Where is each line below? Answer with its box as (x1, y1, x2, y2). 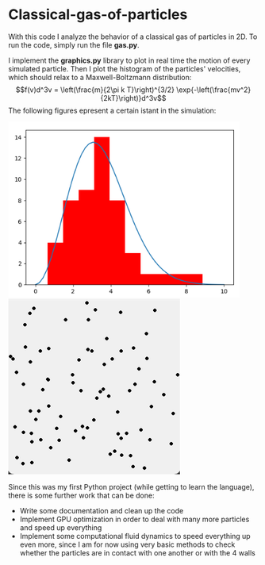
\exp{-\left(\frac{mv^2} (175, 85, 252, 94)
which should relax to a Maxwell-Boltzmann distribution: (8, 72, 192, 82)
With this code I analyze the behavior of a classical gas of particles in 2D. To (8, 32, 258, 41)
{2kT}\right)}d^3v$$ (100, 93, 167, 102)
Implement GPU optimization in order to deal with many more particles (19, 514, 250, 524)
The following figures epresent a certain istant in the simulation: (8, 106, 217, 115)
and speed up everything (19, 522, 102, 532)
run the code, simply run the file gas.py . (8, 40, 140, 49)
